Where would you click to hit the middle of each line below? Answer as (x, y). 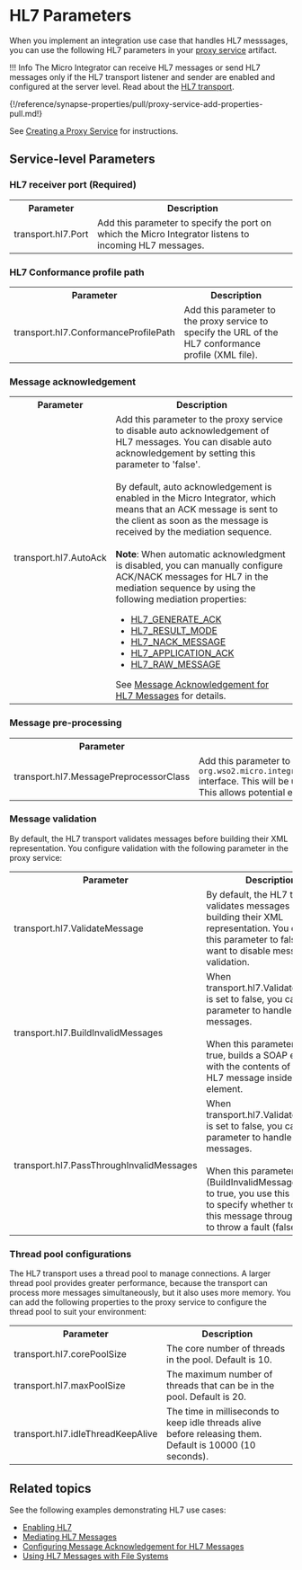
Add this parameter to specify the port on (185, 223)
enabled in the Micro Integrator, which (196, 498)
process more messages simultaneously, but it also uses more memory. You (150, 1293)
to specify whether (246, 1204)
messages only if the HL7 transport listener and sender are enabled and (142, 76)
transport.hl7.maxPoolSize (70, 1386)
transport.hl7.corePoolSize (71, 1354)
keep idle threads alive (214, 1423)
